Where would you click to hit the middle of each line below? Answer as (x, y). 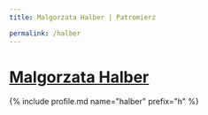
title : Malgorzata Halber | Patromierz (83, 17)
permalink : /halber (45, 33)
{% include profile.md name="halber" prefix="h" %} (104, 102)
